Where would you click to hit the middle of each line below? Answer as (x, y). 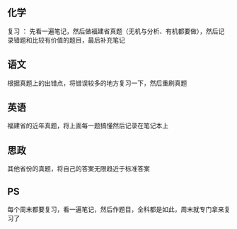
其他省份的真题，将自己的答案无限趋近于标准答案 (79, 169)
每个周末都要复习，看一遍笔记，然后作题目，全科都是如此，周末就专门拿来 (116, 210)
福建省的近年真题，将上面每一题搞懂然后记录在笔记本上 (88, 125)
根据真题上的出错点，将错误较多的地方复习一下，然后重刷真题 (97, 83)
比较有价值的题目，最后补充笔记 (78, 40)
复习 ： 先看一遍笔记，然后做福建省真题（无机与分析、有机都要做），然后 (113, 31)
